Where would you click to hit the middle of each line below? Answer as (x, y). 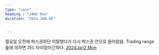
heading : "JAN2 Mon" (27, 14)
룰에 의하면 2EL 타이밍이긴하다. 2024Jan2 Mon (51, 48)
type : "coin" (18, 9)
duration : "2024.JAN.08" (30, 18)
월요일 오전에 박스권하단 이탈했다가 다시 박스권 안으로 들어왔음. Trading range (80, 41)
